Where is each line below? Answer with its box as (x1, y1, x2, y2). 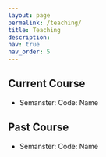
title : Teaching (8, 26, 61, 34)
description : (8, 33, 51, 42)
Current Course (8, 77, 86, 90)
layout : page (8, 11, 51, 20)
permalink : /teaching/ (8, 19, 82, 27)
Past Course (8, 121, 69, 134)
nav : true (8, 41, 41, 49)
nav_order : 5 (8, 48, 51, 56)
